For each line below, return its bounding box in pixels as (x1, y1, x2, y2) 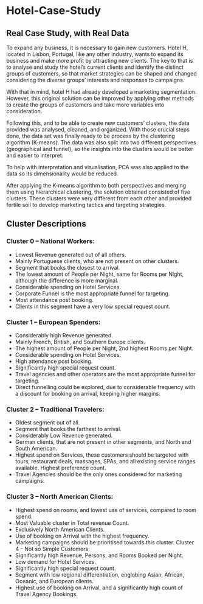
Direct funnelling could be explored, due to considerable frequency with (15, 383, 196, 390)
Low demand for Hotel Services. (15, 558, 96, 565)
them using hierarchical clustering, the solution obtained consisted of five (6, 188, 190, 195)
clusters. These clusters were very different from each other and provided (6, 195, 192, 202)
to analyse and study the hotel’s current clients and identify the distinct (6, 63, 184, 71)
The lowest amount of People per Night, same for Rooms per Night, (15, 270, 184, 278)
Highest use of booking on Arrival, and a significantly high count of (15, 584, 184, 591)
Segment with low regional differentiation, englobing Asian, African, (15, 571, 184, 578)
